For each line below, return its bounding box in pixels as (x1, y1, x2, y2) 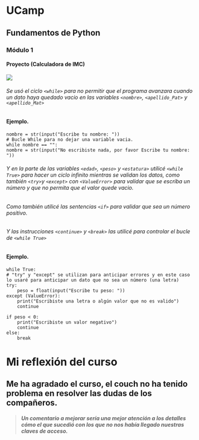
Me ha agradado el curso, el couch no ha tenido (6, 379, 188, 389)
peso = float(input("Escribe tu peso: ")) (17, 288, 125, 294)
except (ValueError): (6, 293, 61, 299)
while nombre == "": (6, 142, 58, 148)
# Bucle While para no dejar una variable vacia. (6, 136, 134, 142)
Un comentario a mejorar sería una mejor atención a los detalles (21, 414, 186, 422)
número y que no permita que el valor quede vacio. (6, 184, 134, 192)
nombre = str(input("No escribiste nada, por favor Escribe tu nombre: (6, 147, 190, 153)
